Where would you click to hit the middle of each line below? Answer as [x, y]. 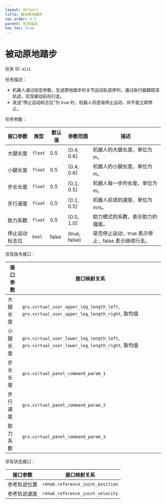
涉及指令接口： [20, 254]
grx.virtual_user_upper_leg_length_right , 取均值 [80, 314]
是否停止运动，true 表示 [121, 234]
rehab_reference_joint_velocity [80, 494]
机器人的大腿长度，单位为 [123, 150]
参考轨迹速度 [23, 494]
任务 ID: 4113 [18, 69]
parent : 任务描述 [21, 24]
